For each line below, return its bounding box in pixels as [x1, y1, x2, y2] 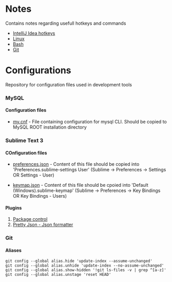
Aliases [5, 247, 22, 253]
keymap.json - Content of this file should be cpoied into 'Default [12, 182, 148, 188]
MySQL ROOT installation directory [12, 124, 87, 130]
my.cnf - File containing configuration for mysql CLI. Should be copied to [12, 119, 167, 125]
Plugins [5, 204, 22, 211]
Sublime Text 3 [5, 137, 44, 144]
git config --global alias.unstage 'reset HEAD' [5, 272, 111, 277]
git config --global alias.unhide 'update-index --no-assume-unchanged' [5, 263, 164, 268]
